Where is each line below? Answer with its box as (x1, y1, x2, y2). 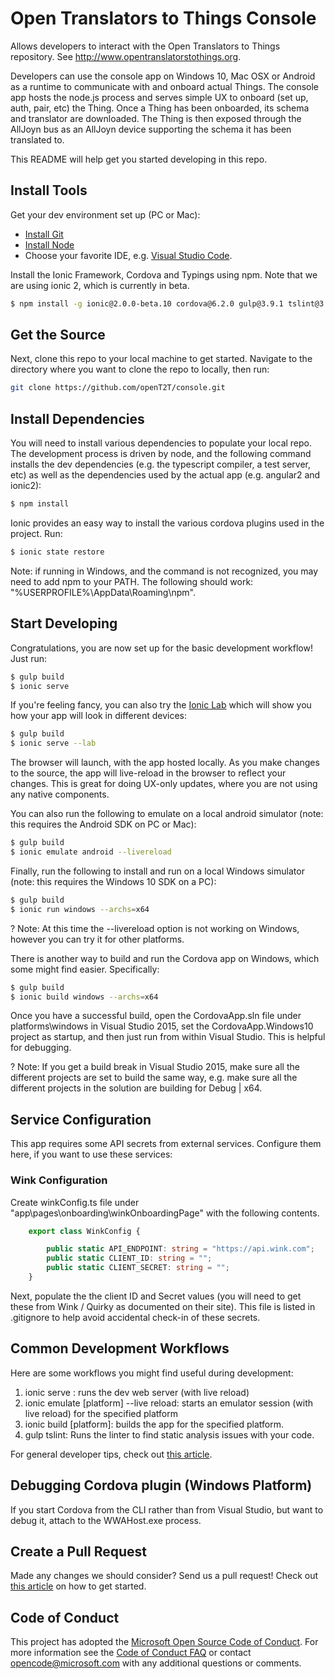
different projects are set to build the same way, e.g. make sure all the (10, 1072, 298, 1084)
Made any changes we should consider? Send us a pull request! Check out (10, 1570, 319, 1582)
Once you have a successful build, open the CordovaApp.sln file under (10, 1010, 302, 1022)
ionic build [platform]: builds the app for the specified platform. (24, 1418, 285, 1430)
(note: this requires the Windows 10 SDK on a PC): (10, 875, 217, 887)
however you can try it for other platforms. (10, 933, 185, 945)
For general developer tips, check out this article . (10, 1448, 213, 1460)
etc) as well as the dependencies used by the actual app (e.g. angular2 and (10, 469, 321, 481)
